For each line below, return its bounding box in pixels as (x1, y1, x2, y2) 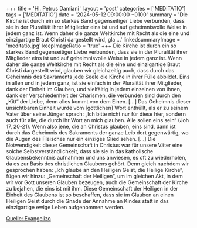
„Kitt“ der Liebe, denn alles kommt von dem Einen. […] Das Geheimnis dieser (6, 98, 191, 105)
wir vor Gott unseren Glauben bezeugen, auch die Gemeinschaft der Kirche (6, 179, 188, 186)
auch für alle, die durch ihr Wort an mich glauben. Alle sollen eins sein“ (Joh (6, 117, 189, 123)
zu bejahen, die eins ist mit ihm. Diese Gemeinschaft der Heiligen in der (6, 185, 179, 192)
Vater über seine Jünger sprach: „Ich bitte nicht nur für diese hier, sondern (6, 110, 186, 118)
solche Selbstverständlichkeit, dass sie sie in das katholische (6, 148, 154, 154)
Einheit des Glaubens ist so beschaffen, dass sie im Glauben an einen (6, 191, 174, 198)
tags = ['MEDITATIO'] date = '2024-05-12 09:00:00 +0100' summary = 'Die (6, 11, 188, 18)
